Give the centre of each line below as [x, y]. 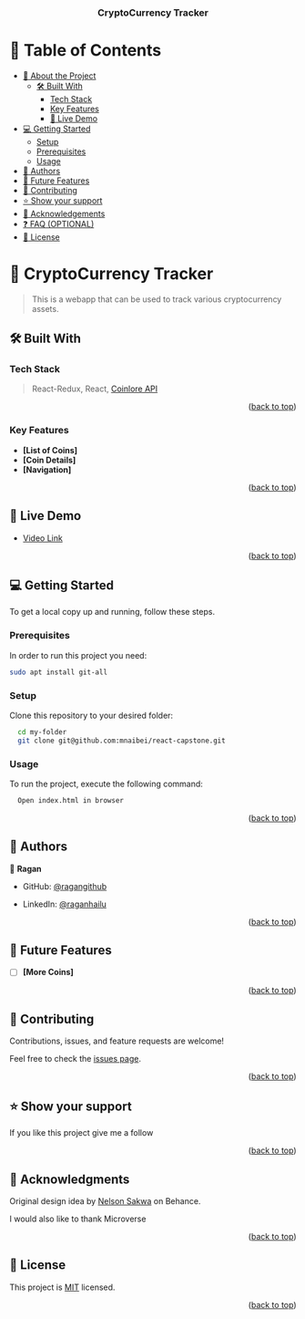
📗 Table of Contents [86, 51]
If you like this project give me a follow [81, 1133]
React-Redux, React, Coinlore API [95, 389]
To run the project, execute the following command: [106, 784]
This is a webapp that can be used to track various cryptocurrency [157, 299]
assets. [45, 308]
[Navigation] [47, 469]
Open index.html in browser [71, 800]
